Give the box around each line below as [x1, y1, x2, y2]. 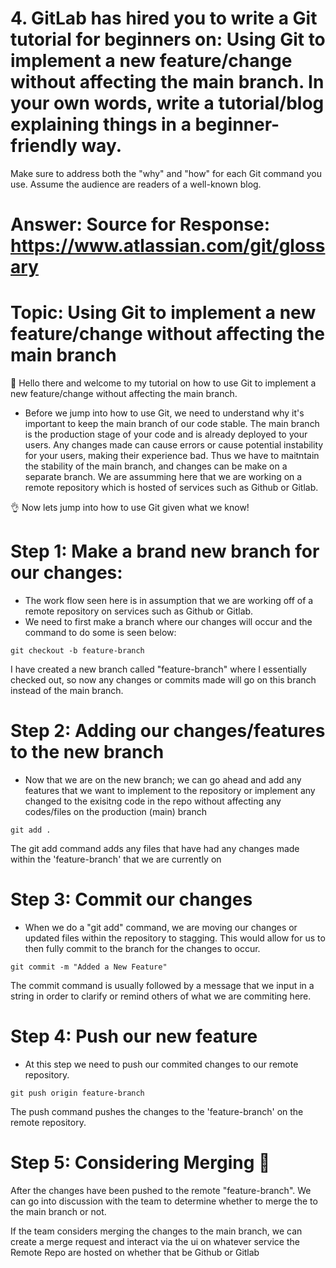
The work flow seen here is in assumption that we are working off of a [24, 595, 314, 606]
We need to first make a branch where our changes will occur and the [24, 616, 313, 627]
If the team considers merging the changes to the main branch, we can [10, 1225, 303, 1237]
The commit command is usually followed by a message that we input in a [10, 979, 315, 991]
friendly [10, 135, 78, 157]
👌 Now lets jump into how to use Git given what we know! [10, 502, 250, 514]
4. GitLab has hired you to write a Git [10, 7, 318, 30]
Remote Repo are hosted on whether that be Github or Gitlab [10, 1246, 260, 1258]
